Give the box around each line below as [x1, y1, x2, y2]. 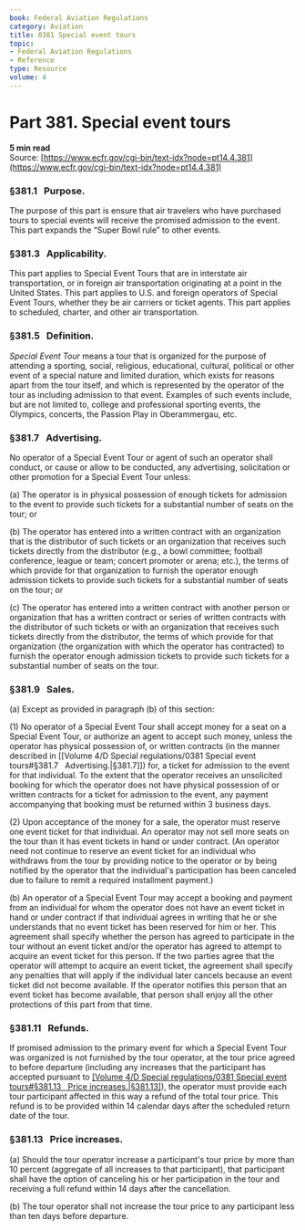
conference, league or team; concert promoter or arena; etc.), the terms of [9, 555, 290, 566]
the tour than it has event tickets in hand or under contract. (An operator [9, 836, 280, 847]
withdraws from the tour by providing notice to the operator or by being [9, 855, 278, 867]
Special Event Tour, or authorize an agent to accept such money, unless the [9, 731, 293, 742]
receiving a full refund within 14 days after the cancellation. [9, 1183, 231, 1194]
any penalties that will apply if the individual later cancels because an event [9, 970, 293, 981]
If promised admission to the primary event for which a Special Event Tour [9, 1042, 288, 1054]
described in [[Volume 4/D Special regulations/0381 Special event [9, 750, 257, 762]
